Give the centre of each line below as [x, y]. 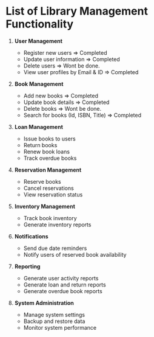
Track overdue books [50, 158]
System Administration [44, 303]
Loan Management [38, 127]
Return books [40, 145]
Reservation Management [48, 170]
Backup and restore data [54, 321]
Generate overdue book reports [63, 291]
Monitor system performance [60, 327]
